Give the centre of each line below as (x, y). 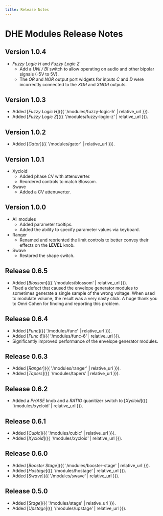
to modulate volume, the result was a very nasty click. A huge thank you (85, 298)
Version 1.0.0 (26, 207)
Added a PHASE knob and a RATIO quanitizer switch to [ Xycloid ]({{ (80, 401)
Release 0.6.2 (26, 389)
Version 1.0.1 (25, 159)
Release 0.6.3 (26, 356)
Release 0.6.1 (26, 421)
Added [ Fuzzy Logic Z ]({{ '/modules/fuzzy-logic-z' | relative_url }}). (80, 117)
